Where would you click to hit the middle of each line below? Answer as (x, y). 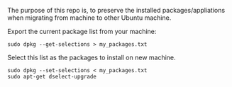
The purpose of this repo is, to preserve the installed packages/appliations (116, 10)
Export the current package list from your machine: (82, 31)
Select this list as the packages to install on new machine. (92, 57)
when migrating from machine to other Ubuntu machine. (89, 18)
